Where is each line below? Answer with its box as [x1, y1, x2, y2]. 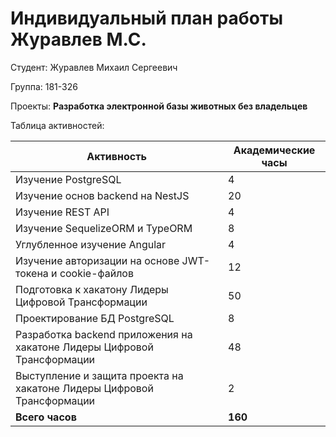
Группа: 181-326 [10, 80, 78, 92]
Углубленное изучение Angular [15, 237, 167, 251]
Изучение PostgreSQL [15, 172, 122, 186]
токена [15, 266, 49, 280]
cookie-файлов [59, 266, 134, 280]
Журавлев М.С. [10, 28, 147, 51]
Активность [86, 149, 147, 163]
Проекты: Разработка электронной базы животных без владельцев [10, 100, 308, 112]
